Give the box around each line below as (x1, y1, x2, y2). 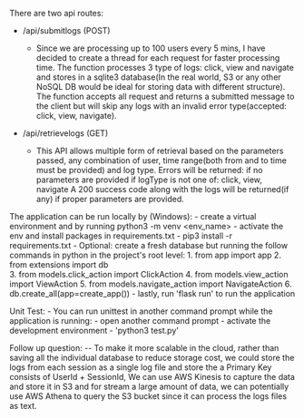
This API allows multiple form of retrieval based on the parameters (35, 145, 284, 156)
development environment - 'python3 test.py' (9, 326, 180, 335)
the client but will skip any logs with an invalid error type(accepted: (35, 101, 288, 112)
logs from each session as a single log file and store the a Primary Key (9, 362, 272, 373)
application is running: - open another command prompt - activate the (9, 316, 271, 326)
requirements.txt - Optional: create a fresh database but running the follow (9, 240, 289, 250)
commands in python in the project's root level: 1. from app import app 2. (9, 249, 281, 260)
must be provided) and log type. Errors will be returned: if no (35, 165, 263, 175)
